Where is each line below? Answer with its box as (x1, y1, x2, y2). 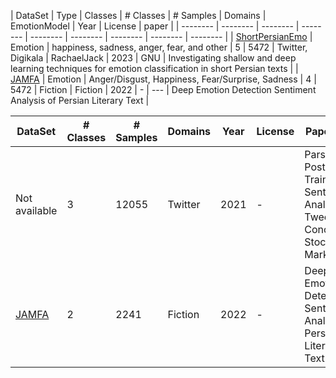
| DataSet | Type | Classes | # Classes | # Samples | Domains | (10, 10, 267, 21)
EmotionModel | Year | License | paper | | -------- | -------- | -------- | (10, 20, 300, 32)
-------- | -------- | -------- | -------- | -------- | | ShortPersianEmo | (29, 31, 313, 42)
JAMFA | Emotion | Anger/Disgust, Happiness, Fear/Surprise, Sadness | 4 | (10, 73, 317, 85)
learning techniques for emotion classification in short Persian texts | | (10, 63, 299, 74)
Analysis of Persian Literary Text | (10, 95, 150, 106)
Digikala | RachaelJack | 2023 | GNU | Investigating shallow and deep (10, 52, 297, 64)
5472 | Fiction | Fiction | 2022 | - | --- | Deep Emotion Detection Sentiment (10, 84, 317, 95)
